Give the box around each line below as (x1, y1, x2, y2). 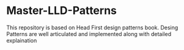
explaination (6, 37, 37, 44)
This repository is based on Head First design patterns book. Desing (6, 24, 178, 31)
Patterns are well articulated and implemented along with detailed (6, 30, 172, 37)
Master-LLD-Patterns (6, 4, 117, 18)
